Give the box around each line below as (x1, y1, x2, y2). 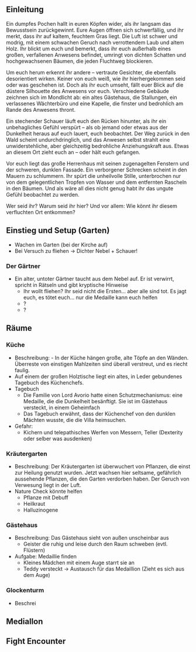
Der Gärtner (6, 262, 41, 270)
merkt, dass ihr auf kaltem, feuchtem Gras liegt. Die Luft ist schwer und (6, 32, 178, 40)
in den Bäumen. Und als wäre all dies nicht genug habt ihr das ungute (6, 184, 174, 192)
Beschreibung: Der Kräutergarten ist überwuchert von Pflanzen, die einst (14, 462, 191, 470)
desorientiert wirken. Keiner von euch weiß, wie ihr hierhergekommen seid (6, 75, 185, 82)
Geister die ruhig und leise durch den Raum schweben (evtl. (23, 541, 168, 548)
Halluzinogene (23, 506, 59, 513)
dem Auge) (23, 572, 51, 579)
